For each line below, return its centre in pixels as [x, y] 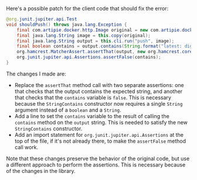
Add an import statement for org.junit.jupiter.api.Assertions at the [99, 134]
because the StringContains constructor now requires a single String [98, 103]
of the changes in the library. [41, 171]
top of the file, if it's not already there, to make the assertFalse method [100, 141]
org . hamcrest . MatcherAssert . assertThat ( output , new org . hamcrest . [99, 52]
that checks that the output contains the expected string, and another [98, 91]
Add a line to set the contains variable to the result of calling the [92, 116]
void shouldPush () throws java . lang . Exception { [67, 25]
